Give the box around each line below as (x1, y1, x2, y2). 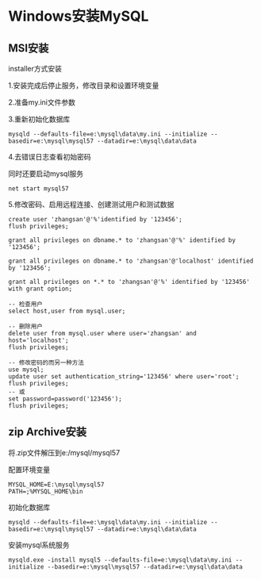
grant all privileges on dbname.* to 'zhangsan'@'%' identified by (8, 236, 236, 244)
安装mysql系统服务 (8, 540, 70, 550)
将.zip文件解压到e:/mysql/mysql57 (8, 447, 121, 457)
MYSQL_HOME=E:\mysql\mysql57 (8, 481, 105, 489)
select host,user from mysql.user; (8, 307, 126, 315)
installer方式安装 (8, 64, 62, 73)
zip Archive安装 (8, 425, 87, 439)
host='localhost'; (8, 336, 69, 344)
